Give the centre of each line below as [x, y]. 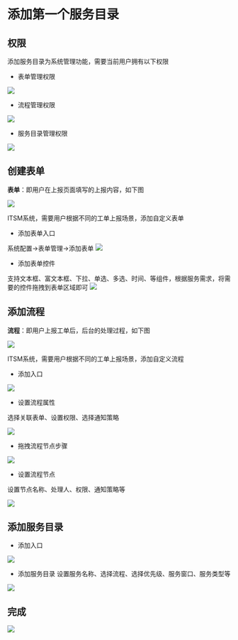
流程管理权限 [36, 105]
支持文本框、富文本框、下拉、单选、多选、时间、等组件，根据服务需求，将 [116, 278]
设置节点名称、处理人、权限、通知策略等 [66, 489]
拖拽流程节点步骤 [42, 445]
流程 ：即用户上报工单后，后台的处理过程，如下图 [79, 330]
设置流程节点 [36, 474]
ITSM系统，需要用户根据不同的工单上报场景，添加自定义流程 [96, 359]
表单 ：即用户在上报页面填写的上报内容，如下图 [75, 190]
